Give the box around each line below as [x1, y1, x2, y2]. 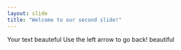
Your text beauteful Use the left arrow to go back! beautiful [7, 35, 175, 43]
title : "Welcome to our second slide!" [7, 16, 122, 23]
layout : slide [7, 10, 48, 17]
